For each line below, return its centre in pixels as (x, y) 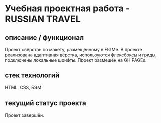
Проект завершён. (25, 115)
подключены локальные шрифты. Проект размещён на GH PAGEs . (76, 60)
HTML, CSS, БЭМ (23, 87)
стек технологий (32, 76)
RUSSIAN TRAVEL (43, 19)
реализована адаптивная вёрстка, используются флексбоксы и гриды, (81, 55)
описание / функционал (44, 37)
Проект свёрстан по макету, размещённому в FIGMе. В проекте (74, 49)
